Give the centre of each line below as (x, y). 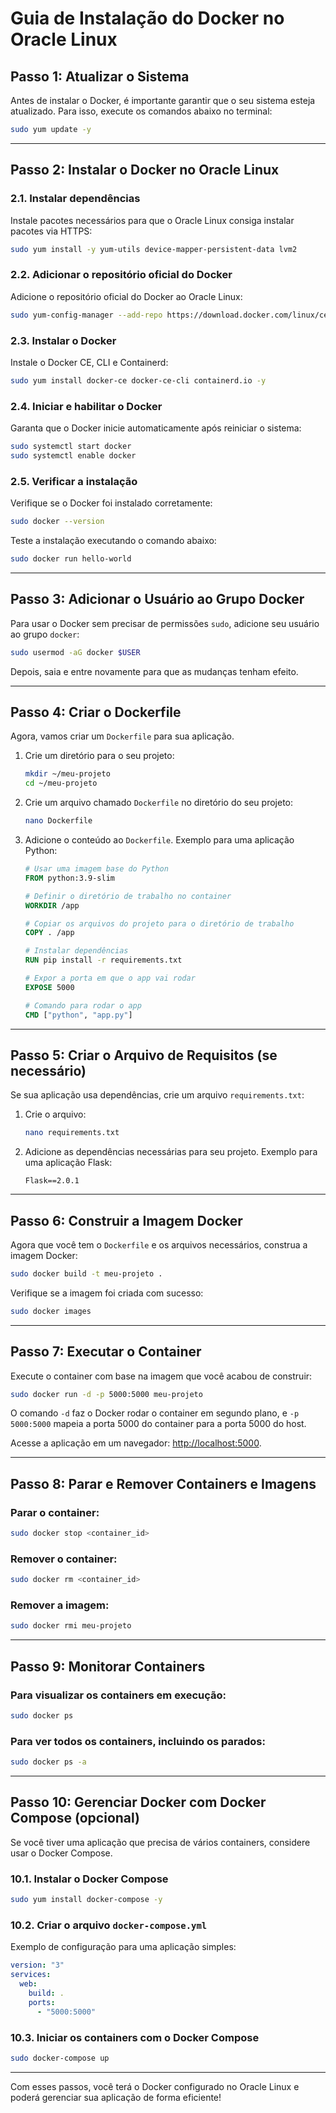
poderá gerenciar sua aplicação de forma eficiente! (116, 2097)
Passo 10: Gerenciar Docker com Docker (138, 1802)
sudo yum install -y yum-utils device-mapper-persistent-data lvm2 (154, 249)
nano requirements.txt (72, 1133)
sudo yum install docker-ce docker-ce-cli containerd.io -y (138, 380)
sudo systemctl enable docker (73, 455)
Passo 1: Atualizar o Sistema (100, 76)
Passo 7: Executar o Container (106, 1352)
